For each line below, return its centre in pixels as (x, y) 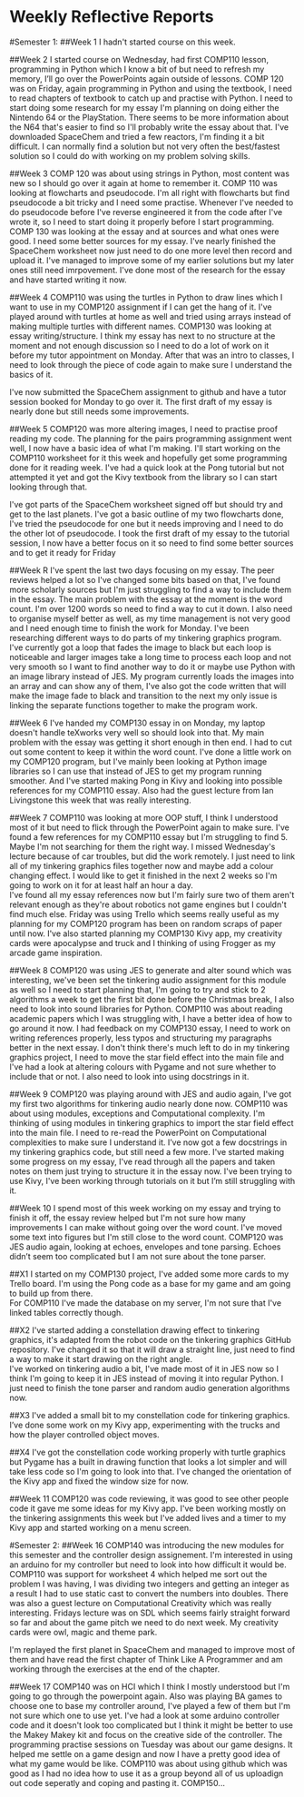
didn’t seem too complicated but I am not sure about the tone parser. (137, 1256)
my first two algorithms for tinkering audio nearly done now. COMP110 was (149, 1103)
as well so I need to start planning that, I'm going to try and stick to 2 (137, 989)
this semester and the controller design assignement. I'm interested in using (151, 1555)
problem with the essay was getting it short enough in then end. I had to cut (151, 742)
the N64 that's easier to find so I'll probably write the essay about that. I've (149, 127)
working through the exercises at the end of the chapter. (115, 1669)
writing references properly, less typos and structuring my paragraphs (141, 1038)
